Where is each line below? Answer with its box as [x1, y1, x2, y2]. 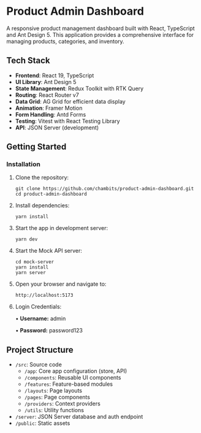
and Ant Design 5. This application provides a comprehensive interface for [6, 31, 194, 38]
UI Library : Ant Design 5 [15, 78, 77, 85]
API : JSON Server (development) [15, 124, 99, 131]
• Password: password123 [15, 327, 83, 334]
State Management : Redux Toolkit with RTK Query [15, 85, 144, 92]
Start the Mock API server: [15, 247, 83, 255]
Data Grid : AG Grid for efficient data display [15, 98, 126, 105]
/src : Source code [15, 361, 63, 369]
